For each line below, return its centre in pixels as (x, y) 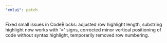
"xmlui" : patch (22, 10)
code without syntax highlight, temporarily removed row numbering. (77, 35)
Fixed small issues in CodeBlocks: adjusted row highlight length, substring (84, 24)
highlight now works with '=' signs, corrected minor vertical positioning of (83, 30)
